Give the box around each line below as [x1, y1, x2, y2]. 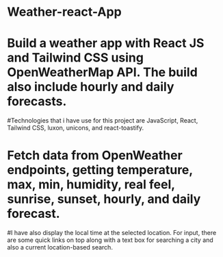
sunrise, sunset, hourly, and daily [7, 191, 201, 207]
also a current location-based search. [7, 243, 113, 252]
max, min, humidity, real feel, [7, 177, 175, 193]
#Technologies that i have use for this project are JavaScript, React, [7, 117, 198, 125]
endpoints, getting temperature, [7, 162, 193, 178]
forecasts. [7, 94, 67, 110]
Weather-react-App [7, 4, 122, 20]
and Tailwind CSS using [7, 50, 144, 66]
